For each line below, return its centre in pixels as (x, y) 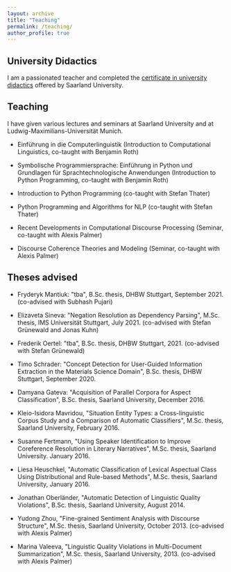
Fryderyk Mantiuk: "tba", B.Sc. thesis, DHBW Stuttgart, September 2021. (120, 294)
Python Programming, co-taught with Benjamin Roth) (93, 180)
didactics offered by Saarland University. (65, 85)
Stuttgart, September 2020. (57, 379)
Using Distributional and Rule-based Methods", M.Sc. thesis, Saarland (117, 476)
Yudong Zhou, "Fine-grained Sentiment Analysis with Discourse (108, 518)
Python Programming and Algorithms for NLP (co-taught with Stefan (115, 207)
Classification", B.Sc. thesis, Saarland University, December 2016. (111, 399)
